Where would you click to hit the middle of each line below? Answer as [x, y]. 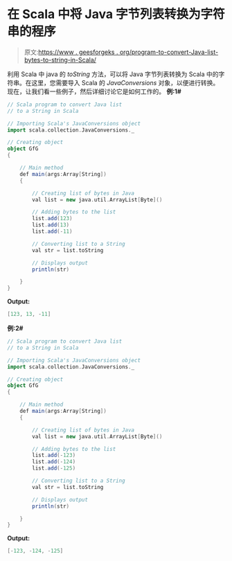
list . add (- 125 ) [54, 468]
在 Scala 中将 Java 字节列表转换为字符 [116, 14]
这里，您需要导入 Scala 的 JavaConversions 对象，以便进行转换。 [125, 82]
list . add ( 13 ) [51, 225]
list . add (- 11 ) [52, 232]
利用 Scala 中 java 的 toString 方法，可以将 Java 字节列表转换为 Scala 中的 [113, 74]
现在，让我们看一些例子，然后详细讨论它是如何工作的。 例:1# [94, 91]
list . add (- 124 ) [54, 462]
